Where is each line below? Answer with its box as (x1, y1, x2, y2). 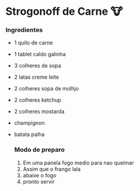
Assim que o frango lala (22, 165, 81, 173)
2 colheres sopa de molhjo (14, 85, 79, 92)
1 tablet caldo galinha (14, 51, 66, 58)
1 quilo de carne (14, 39, 53, 46)
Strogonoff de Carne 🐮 (5, 5, 123, 18)
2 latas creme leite (14, 73, 60, 81)
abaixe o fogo (22, 171, 57, 179)
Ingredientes (5, 26, 43, 34)
